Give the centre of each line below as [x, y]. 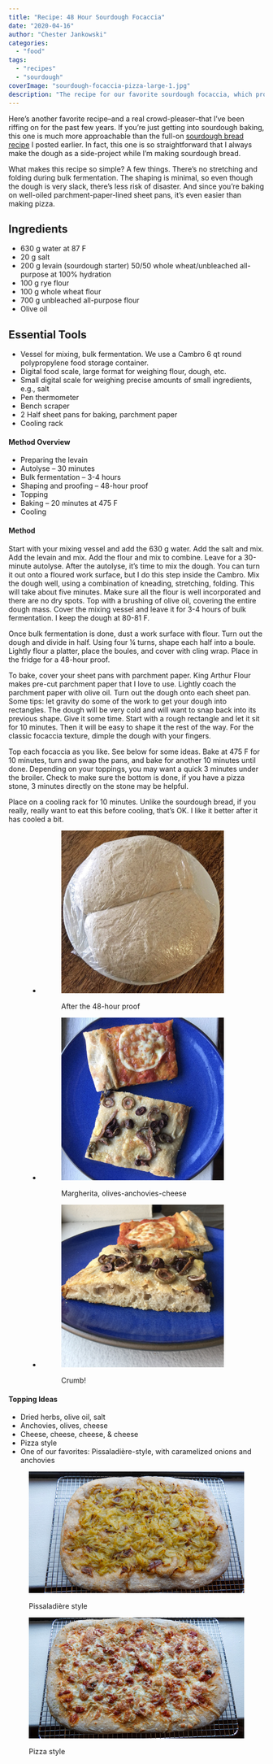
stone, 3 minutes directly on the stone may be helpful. [99, 786]
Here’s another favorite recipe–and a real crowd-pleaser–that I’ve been [127, 119]
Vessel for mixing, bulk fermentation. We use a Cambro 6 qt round [131, 355]
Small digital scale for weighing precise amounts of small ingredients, [136, 380]
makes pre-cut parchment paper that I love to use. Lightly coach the [122, 684]
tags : [17, 60]
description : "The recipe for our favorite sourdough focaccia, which [130, 94]
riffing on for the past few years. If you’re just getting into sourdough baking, [136, 127]
